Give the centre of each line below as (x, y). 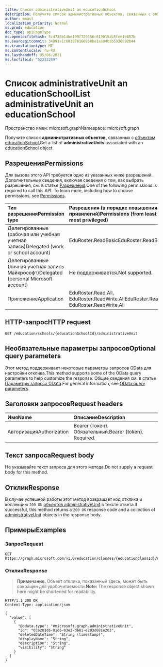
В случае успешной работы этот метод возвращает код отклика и (73, 499)
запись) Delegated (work (36, 246)
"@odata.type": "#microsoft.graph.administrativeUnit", (75, 626)
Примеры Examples (36, 530)
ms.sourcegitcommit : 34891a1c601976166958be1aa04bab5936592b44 (70, 41)
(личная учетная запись (36, 266)
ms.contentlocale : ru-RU (30, 50)
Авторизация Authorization (38, 432)
